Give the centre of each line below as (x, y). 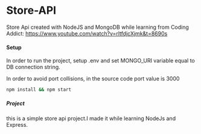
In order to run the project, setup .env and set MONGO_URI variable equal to (101, 61)
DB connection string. (33, 67)
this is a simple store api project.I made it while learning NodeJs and (91, 118)
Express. (17, 124)
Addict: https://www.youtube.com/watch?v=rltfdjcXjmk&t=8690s (87, 33)
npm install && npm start (39, 90)
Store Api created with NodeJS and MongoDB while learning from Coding (97, 27)
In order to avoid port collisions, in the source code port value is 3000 (93, 79)
